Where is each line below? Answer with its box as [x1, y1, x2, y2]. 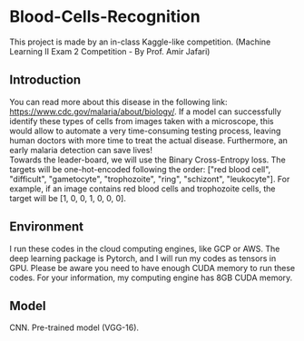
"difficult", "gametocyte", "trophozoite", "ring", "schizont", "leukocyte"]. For [9, 173, 290, 184]
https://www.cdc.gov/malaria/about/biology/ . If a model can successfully [9, 106, 281, 117]
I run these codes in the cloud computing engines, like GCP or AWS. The [9, 243, 280, 254]
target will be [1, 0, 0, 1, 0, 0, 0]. [9, 192, 127, 203]
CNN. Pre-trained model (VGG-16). [9, 322, 139, 333]
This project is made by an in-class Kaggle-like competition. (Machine [9, 36, 271, 47]
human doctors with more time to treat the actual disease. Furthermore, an [9, 134, 289, 146]
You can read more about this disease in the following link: [9, 96, 229, 107]
